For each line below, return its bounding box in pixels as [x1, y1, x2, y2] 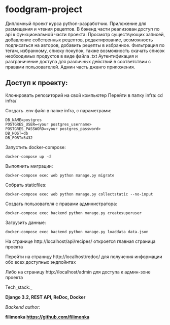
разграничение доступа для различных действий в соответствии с [5, 58, 151, 64]
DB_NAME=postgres [5, 117, 42, 122]
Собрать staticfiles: [5, 182, 47, 188]
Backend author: [5, 304, 41, 310]
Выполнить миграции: [5, 163, 53, 169]
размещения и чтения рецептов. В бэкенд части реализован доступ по [5, 26, 160, 32]
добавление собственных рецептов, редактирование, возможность [5, 37, 153, 43]
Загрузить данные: [5, 219, 46, 226]
